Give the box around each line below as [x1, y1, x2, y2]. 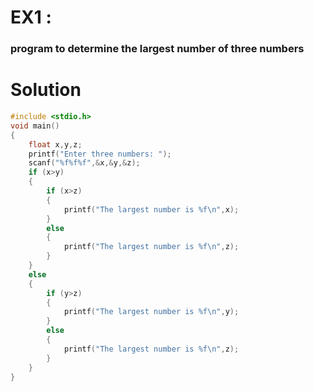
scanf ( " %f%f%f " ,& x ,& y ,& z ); [28, 158, 141, 168]
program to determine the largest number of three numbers [10, 42, 305, 56]
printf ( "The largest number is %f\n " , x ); [63, 204, 240, 215]
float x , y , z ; [28, 139, 83, 150]
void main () [10, 121, 60, 131]
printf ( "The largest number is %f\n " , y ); [63, 307, 240, 317]
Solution [10, 79, 82, 101]
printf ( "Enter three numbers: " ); [28, 149, 172, 159]
